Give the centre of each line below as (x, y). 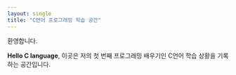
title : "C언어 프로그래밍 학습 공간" (54, 20)
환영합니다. (22, 41)
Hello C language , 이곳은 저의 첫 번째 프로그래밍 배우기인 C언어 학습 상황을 (112, 56)
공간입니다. (35, 64)
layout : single (29, 14)
